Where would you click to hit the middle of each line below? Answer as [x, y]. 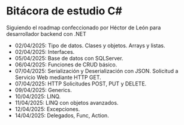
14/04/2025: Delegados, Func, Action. [62, 115]
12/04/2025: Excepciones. [47, 109]
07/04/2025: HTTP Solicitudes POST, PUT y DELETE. [81, 83]
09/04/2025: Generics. [43, 90]
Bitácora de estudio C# [64, 11]
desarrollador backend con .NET [46, 33]
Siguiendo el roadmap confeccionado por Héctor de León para [84, 28]
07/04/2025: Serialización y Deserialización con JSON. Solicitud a [96, 71]
